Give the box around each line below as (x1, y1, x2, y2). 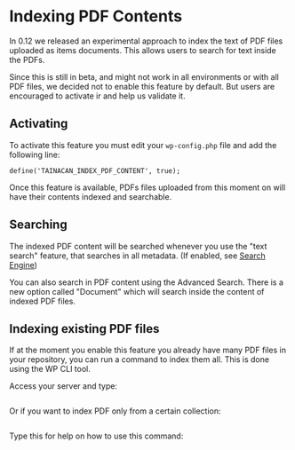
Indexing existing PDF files (9, 321, 160, 336)
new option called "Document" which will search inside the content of (9, 286, 265, 296)
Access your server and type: (9, 381, 118, 391)
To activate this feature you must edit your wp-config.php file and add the (9, 139, 277, 150)
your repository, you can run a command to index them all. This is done (9, 354, 269, 365)
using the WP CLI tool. (9, 364, 91, 375)
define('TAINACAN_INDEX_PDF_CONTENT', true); (9, 166, 180, 175)
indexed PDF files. (9, 296, 76, 306)
